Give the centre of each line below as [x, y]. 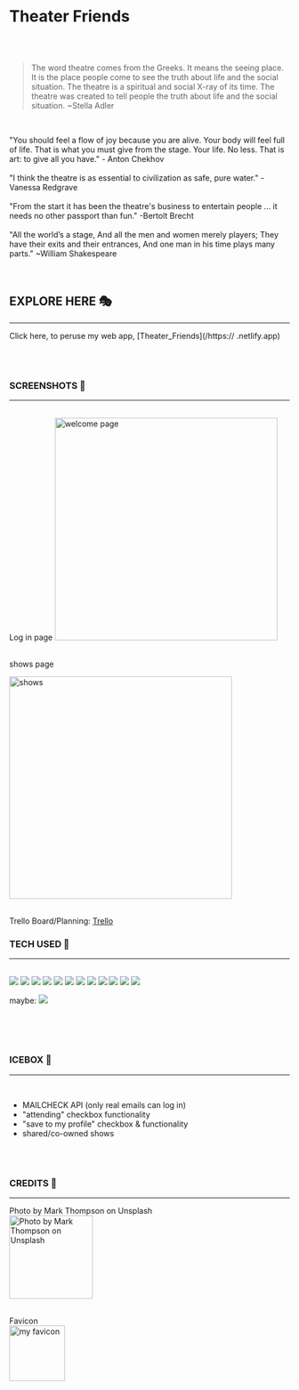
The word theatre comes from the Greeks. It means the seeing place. [158, 68]
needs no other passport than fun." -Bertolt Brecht [101, 215]
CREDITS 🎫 [33, 1183]
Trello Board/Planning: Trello [61, 921]
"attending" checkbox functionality [86, 1114]
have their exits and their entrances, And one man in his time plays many [142, 244]
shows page [32, 664]
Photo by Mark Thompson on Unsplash [81, 1210]
